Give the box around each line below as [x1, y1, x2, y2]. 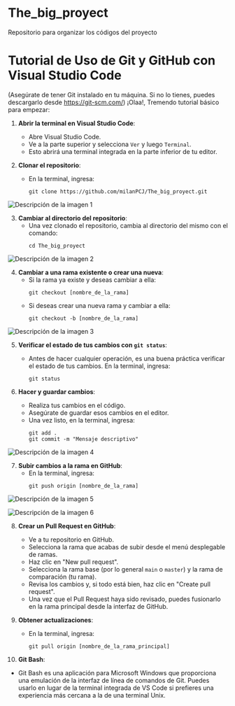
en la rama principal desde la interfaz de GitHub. [28, 602, 169, 610]
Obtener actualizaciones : [17, 616, 94, 624]
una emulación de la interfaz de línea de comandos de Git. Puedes [17, 676, 210, 684]
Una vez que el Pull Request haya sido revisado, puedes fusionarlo [28, 595, 221, 603]
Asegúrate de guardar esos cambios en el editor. [28, 408, 169, 417]
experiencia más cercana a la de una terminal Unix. [17, 691, 166, 699]
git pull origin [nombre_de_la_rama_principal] [28, 642, 170, 650]
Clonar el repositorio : [17, 161, 81, 169]
